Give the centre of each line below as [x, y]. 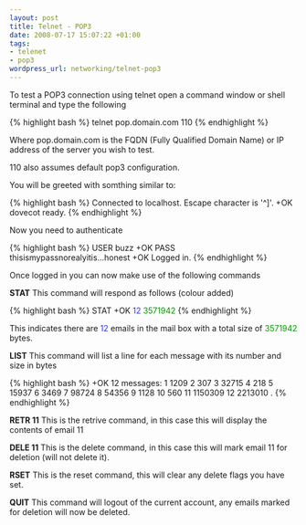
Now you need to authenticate [66, 230]
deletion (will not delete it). [59, 457]
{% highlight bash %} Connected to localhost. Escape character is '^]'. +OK [151, 203]
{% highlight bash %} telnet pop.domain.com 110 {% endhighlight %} [139, 122]
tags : [20, 43]
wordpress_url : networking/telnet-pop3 [85, 69]
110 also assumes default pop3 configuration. [95, 167]
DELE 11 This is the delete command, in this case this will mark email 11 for [148, 447]
